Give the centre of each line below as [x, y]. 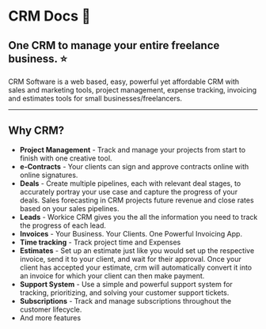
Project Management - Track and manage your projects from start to [133, 149]
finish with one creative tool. [66, 158]
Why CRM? [36, 131]
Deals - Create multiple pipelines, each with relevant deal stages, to [130, 183]
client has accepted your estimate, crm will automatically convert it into [136, 267]
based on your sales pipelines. [69, 208]
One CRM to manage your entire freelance [114, 45]
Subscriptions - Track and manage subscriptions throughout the [125, 301]
